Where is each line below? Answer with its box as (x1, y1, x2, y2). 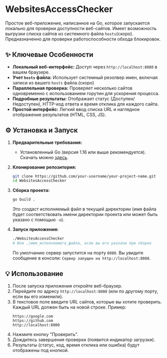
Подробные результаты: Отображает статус (12, 95, 110, 101)
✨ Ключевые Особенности (5, 50, 93, 59)
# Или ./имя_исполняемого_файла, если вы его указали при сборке (12, 241, 151, 246)
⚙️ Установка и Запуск (5, 126, 78, 134)
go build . (12, 197, 35, 202)
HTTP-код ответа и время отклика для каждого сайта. (42, 101, 159, 107)
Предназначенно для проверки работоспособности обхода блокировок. (5, 36, 161, 42)
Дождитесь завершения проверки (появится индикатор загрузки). (12, 336, 155, 342)
